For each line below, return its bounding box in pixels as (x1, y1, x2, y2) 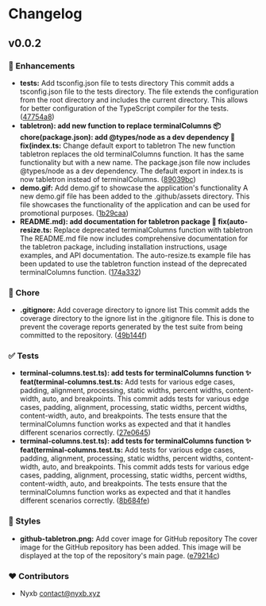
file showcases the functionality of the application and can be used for (19, 199, 251, 209)
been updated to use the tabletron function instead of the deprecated (19, 259, 248, 268)
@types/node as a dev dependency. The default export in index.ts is (19, 166, 244, 176)
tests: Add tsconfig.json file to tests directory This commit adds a (19, 78, 235, 87)
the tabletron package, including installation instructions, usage (19, 241, 228, 251)
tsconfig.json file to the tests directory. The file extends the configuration (19, 87, 259, 96)
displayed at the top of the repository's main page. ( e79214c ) (19, 550, 220, 560)
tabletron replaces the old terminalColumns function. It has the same (19, 149, 245, 159)
